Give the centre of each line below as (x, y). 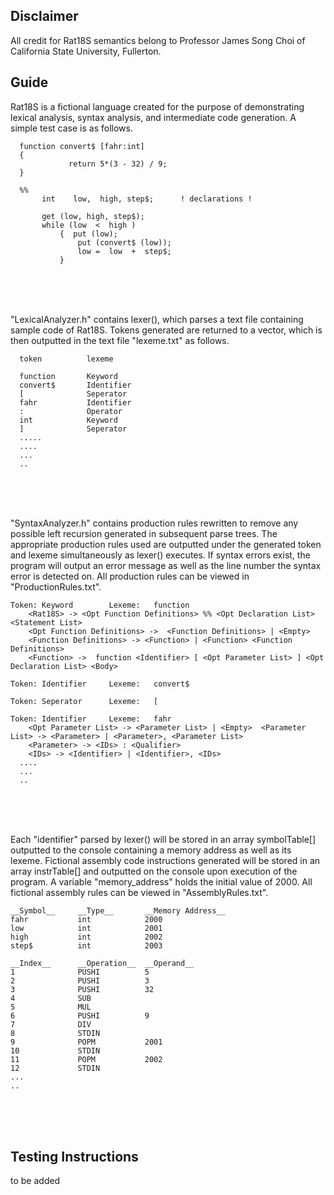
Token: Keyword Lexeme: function (100, 605)
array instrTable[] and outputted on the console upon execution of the (154, 871)
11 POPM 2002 (86, 1059)
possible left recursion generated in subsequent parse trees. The (144, 533)
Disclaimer (44, 16)
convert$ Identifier (75, 385)
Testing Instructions (74, 1157)
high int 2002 (86, 937)
